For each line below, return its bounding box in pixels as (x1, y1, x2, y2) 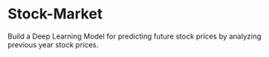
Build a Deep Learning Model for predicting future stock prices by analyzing (7, 31, 262, 41)
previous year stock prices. (7, 39, 99, 49)
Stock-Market (7, 5, 103, 23)
